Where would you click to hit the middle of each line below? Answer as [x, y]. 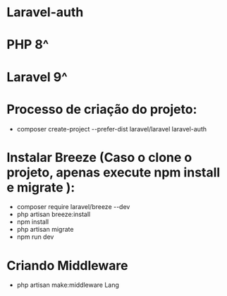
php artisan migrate [45, 230]
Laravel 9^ [37, 77]
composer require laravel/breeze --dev [73, 207]
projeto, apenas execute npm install [114, 172]
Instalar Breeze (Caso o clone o [99, 157]
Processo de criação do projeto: [102, 109]
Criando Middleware [67, 265]
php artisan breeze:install [54, 214]
